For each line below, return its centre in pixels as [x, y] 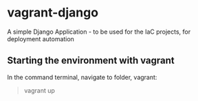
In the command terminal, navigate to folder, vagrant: [82, 77]
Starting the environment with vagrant [91, 61]
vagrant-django [53, 13]
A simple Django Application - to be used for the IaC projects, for [99, 32]
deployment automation [41, 38]
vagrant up [39, 90]
